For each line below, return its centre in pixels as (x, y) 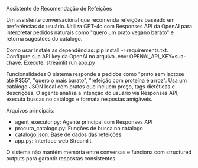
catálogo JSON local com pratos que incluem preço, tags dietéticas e (91, 87)
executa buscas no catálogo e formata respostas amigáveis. (79, 99)
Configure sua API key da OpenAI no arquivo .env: (67, 56)
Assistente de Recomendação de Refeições (59, 9)
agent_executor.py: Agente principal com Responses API (84, 122)
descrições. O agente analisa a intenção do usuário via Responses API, (92, 93)
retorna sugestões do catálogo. (44, 39)
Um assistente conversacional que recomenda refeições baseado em (90, 20)
